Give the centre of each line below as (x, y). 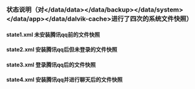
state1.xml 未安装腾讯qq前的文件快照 (53, 34)
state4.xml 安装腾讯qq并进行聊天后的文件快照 (64, 80)
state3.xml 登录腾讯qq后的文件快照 (51, 65)
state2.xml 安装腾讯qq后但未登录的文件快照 (62, 49)
